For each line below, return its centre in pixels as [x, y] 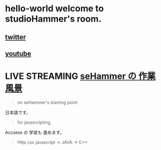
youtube [18, 54]
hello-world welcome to [54, 9]
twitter [15, 37]
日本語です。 [18, 112]
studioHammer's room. [53, 19]
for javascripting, [34, 122]
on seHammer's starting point [47, 102]
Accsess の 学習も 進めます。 [35, 132]
